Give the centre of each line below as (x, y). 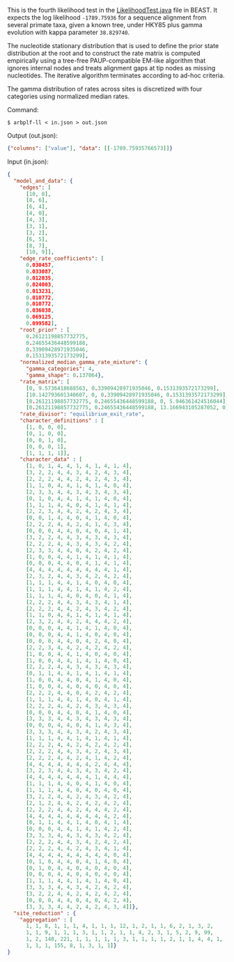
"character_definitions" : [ (62, 421)
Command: (23, 110)
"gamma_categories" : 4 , (60, 369)
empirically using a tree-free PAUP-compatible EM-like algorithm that (107, 61)
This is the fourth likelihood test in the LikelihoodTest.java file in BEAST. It (112, 10)
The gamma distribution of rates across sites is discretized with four (105, 89)
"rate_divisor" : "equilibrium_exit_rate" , (82, 414)
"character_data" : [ (51, 459)
